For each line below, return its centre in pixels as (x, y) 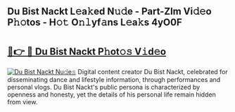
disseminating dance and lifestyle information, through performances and (114, 79)
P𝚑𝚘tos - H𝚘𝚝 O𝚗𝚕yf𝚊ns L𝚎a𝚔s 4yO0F (95, 23)
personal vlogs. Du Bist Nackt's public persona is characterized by (104, 87)
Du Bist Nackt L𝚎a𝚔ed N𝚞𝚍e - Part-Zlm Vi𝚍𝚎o (110, 12)
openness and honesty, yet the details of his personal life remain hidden (112, 94)
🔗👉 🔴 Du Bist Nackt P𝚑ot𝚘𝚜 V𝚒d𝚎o (87, 51)
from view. (23, 102)
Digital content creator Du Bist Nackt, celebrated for (153, 72)
